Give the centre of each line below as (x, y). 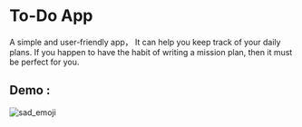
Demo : (30, 90)
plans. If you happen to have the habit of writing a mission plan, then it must (151, 52)
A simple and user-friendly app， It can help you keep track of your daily (145, 42)
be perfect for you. (44, 62)
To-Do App (51, 16)
